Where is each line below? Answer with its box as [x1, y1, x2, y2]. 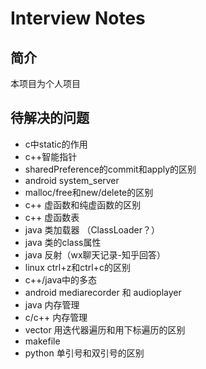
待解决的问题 [10, 110, 90, 127]
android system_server [24, 174, 120, 186]
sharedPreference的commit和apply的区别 [24, 163, 197, 175]
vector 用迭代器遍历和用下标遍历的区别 [24, 323, 186, 336]
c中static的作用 [24, 138, 88, 150]
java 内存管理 [24, 298, 80, 311]
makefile [24, 335, 61, 347]
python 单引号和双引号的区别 [24, 347, 145, 359]
